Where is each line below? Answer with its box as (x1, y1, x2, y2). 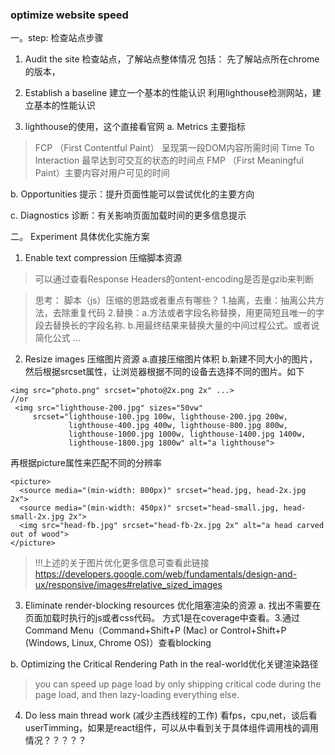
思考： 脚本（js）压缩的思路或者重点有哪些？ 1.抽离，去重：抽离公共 (34, 294, 317, 307)
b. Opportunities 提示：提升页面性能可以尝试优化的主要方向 (10, 188, 255, 200)
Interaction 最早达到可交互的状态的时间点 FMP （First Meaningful (34, 154, 304, 167)
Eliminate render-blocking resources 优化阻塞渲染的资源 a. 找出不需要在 (24, 599, 322, 612)
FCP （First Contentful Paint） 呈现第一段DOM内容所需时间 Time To (34, 142, 315, 154)
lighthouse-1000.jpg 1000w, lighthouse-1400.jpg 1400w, (68, 429, 307, 440)
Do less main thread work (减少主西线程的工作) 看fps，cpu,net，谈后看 (24, 709, 318, 722)
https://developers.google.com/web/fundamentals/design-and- (34, 568, 298, 580)
